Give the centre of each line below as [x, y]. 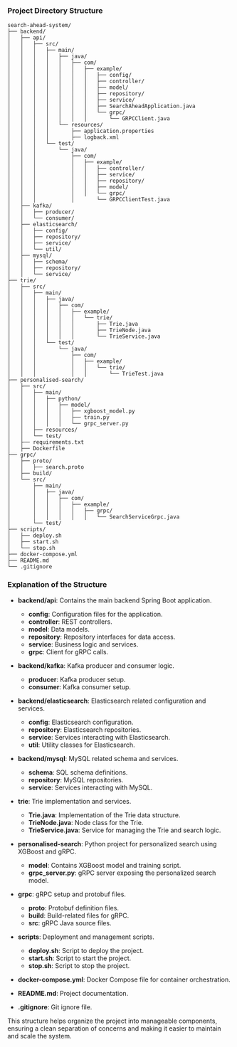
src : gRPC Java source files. [70, 923]
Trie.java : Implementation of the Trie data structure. [104, 815]
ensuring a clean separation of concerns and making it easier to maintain [115, 1028]
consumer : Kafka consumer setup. [80, 687]
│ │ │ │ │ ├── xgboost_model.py [71, 411]
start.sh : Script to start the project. [80, 958]
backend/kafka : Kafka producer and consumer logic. [96, 665]
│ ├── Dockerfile [36, 449]
